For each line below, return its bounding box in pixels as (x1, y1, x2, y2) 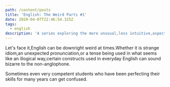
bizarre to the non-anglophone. (5, 61, 71, 67)
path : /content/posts (5, 7, 51, 13)
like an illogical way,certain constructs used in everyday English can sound (5, 56, 161, 61)
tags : (5, 21, 17, 27)
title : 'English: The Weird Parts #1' (5, 12, 87, 17)
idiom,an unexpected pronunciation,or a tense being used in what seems (5, 50, 157, 56)
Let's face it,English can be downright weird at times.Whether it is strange (5, 45, 159, 51)
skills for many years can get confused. (5, 76, 88, 82)
